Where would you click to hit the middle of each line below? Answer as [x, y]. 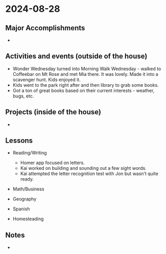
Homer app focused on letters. [53, 163]
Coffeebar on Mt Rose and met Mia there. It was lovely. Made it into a [85, 74]
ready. [27, 179]
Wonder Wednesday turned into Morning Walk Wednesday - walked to [87, 69]
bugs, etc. [23, 96]
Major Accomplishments [45, 28]
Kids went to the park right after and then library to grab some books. [86, 85]
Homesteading [28, 219]
